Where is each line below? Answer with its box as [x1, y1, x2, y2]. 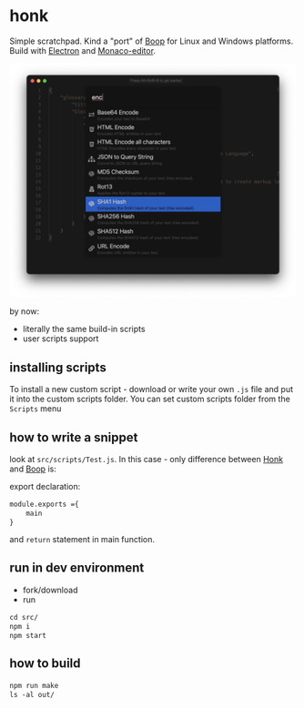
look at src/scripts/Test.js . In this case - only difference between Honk [9, 454, 284, 465]
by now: [9, 306, 40, 317]
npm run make [9, 681, 59, 690]
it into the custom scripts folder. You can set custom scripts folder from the [9, 393, 291, 405]
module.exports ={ [9, 500, 79, 510]
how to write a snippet [9, 430, 138, 445]
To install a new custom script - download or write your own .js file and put [9, 384, 294, 395]
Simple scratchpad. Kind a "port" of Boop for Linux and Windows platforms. [9, 35, 294, 46]
